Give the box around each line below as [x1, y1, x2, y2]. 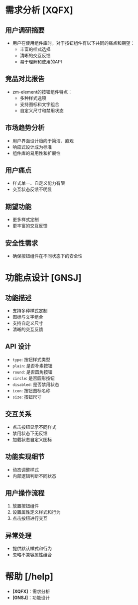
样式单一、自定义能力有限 [12, 180, 65, 186]
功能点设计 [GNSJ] [5, 272, 82, 284]
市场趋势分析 [5, 123, 45, 132]
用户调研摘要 [5, 26, 45, 34]
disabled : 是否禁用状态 [12, 381, 60, 387]
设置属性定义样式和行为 [12, 509, 61, 515]
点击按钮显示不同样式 [12, 424, 56, 430]
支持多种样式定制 [12, 308, 48, 314]
